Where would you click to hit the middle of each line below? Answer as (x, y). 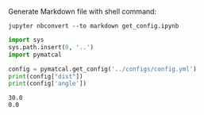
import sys (26, 40)
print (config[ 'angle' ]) (48, 84)
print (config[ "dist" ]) (46, 76)
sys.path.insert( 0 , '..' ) (51, 47)
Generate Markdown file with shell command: (83, 11)
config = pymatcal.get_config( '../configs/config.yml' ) (102, 69)
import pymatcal (35, 55)
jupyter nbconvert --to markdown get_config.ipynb (94, 26)
